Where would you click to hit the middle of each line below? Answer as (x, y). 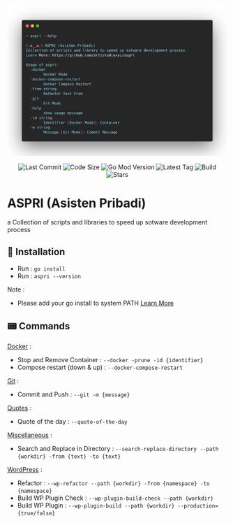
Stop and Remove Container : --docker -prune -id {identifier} (110, 359)
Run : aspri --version (49, 276)
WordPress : (25, 469)
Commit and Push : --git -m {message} (74, 394)
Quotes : (20, 408)
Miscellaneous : (30, 435)
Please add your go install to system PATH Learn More (96, 303)
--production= (198, 506)
